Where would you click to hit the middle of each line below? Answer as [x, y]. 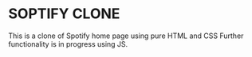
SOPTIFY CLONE [64, 14]
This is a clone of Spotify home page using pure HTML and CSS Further [126, 36]
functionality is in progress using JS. [68, 44]
